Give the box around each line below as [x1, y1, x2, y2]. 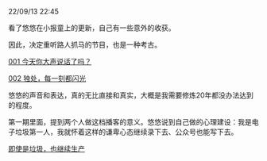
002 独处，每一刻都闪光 [8, 74, 87, 82]
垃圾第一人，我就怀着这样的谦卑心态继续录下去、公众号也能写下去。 [14, 127, 238, 136]
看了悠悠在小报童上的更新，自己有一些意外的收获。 [8, 23, 176, 33]
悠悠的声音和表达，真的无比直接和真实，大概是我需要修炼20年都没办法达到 [8, 90, 254, 100]
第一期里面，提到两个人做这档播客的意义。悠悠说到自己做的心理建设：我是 [8, 117, 252, 126]
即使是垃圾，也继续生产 [8, 144, 85, 153]
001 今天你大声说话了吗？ [8, 57, 92, 66]
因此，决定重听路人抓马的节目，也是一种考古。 [8, 40, 161, 49]
